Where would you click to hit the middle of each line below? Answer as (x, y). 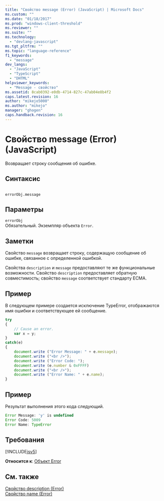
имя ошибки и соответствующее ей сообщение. (56, 311)
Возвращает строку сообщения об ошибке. (51, 163)
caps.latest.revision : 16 (32, 96)
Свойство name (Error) (29, 494)
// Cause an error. (34, 329)
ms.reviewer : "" (22, 28)
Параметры (24, 209)
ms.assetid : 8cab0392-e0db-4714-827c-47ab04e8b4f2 (58, 92)
